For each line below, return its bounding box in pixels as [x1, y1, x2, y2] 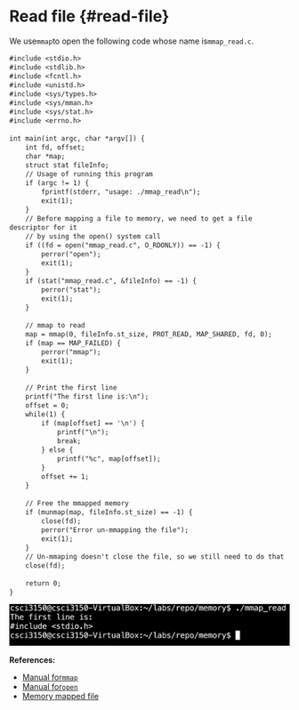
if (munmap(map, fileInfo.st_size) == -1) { [25, 507, 193, 517]
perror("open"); [41, 249, 101, 259]
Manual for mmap [21, 672, 78, 682]
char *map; [25, 151, 66, 161]
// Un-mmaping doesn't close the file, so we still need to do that [25, 552, 285, 561]
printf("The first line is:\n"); [25, 391, 149, 401]
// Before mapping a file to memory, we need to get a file [25, 214, 253, 223]
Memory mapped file [21, 691, 100, 702]
